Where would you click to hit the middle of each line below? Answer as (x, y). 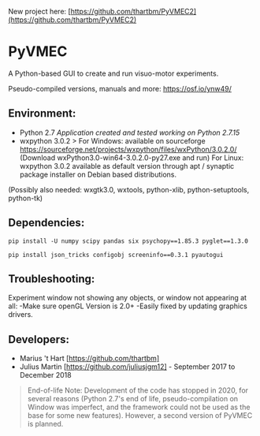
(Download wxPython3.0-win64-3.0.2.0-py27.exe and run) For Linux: (132, 158)
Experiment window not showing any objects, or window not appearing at (127, 298)
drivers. (20, 315)
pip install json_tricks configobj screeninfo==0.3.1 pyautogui (116, 255)
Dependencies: (46, 223)
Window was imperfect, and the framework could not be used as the (139, 407)
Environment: (42, 114)
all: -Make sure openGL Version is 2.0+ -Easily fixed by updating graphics (128, 306)
